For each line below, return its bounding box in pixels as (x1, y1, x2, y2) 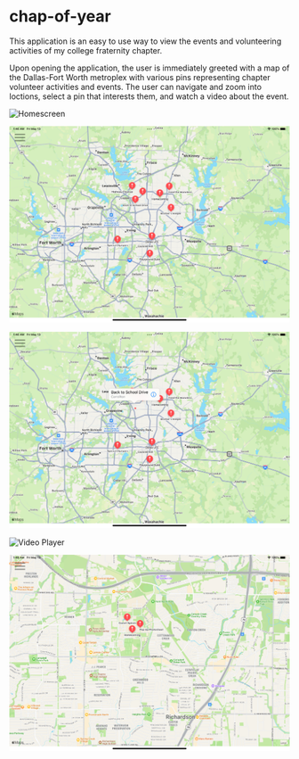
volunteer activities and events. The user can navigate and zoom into (9, 81, 263, 92)
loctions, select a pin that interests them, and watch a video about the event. (9, 91, 289, 102)
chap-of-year (9, 6, 111, 27)
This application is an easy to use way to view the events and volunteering (9, 36, 282, 46)
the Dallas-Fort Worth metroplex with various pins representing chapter (9, 71, 271, 82)
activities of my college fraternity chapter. (9, 45, 163, 55)
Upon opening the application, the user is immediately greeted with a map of (9, 62, 290, 73)
